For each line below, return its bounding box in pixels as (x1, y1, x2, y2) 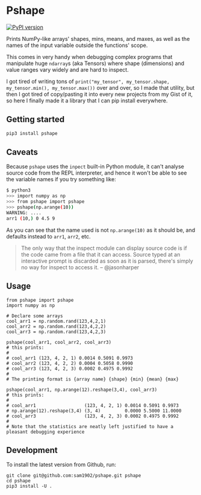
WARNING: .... (6, 210, 42, 216)
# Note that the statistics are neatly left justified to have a (6, 423, 173, 429)
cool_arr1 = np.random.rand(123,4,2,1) (6, 318, 107, 324)
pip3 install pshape (6, 130, 58, 136)
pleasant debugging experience (6, 429, 85, 435)
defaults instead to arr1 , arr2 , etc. (6, 232, 91, 240)
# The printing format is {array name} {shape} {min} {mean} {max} (6, 376, 179, 382)
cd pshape (6, 478, 31, 484)
